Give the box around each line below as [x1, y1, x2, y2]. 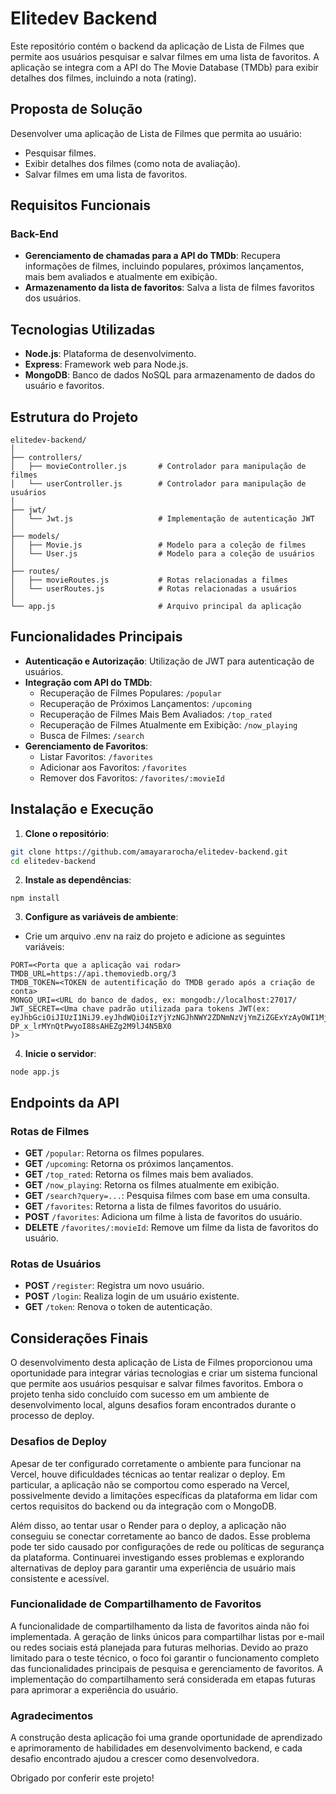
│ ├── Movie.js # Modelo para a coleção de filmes [10, 540, 307, 551]
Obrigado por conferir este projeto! [10, 1772, 155, 1784]
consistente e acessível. [10, 1572, 110, 1584]
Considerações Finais [10, 1330, 149, 1347]
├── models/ [10, 532, 60, 542]
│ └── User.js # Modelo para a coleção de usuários [10, 549, 315, 559]
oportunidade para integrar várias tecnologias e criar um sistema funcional [10, 1367, 318, 1379]
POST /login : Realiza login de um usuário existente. [24, 1290, 240, 1302]
